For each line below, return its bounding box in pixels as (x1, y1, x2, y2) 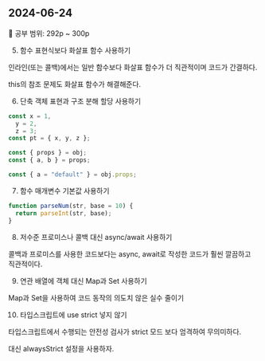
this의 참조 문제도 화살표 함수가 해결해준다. (8, 79, 142, 88)
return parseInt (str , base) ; (15, 209, 112, 218)
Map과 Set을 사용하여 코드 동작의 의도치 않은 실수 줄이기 (8, 292, 185, 302)
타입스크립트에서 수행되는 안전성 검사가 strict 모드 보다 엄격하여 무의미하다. (8, 327, 242, 336)
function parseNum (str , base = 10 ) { (8, 202, 134, 210)
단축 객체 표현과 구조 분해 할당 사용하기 (19, 96, 142, 106)
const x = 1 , (8, 112, 52, 120)
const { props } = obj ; (8, 149, 88, 157)
